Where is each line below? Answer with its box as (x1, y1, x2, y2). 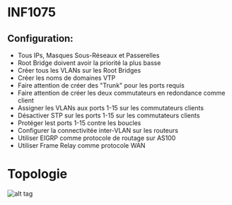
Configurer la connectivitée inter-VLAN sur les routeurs (17, 127, 179, 134)
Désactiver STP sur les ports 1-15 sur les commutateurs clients (17, 111, 200, 119)
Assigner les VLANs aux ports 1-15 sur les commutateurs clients (17, 104, 204, 112)
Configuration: (7, 33, 74, 45)
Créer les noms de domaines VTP (17, 74, 116, 82)
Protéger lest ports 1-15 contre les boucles (17, 119, 141, 127)
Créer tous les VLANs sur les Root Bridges (17, 66, 141, 74)
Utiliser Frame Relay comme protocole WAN (17, 141, 146, 149)
